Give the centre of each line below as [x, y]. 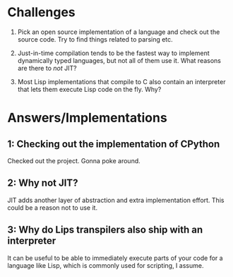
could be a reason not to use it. [52, 207]
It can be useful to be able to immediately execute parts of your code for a [115, 258]
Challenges [41, 12]
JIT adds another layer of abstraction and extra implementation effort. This [116, 200]
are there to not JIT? [47, 68]
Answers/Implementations [87, 118]
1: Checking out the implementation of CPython [114, 144]
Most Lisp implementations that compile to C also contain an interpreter [121, 81]
